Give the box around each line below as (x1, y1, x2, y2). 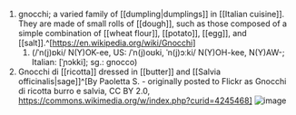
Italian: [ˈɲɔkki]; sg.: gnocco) (31, 57, 138, 67)
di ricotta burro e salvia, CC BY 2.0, (17, 86, 151, 96)
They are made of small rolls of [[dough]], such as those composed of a (17, 18, 288, 29)
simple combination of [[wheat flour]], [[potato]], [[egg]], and (17, 28, 247, 38)
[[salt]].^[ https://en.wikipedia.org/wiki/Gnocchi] (17, 37, 196, 48)
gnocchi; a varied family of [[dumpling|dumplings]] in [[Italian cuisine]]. (17, 9, 285, 19)
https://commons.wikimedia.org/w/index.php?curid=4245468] (17, 95, 252, 106)
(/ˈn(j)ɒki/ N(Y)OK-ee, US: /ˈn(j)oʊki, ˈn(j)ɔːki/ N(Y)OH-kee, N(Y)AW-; (31, 47, 285, 58)
